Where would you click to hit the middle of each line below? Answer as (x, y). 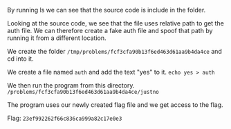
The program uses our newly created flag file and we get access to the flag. (115, 105)
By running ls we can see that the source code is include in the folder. (107, 10)
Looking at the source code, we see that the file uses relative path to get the (116, 23)
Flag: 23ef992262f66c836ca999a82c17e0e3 (65, 118)
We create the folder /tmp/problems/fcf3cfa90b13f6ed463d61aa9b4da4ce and (115, 51)
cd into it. (20, 59)
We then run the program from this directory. (71, 85)
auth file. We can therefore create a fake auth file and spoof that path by (110, 31)
